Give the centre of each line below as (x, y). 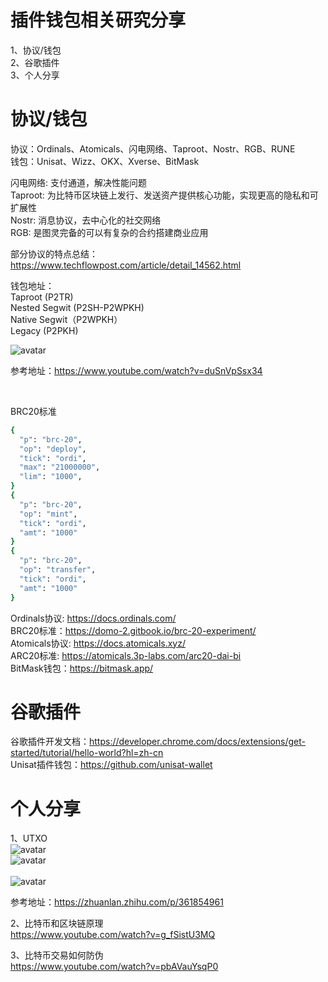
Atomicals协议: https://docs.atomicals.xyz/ (98, 643)
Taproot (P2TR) (42, 297)
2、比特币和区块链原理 (57, 923)
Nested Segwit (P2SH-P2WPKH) (77, 307)
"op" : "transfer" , (58, 570)
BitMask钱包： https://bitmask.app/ (82, 668)
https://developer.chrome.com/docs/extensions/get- (197, 742)
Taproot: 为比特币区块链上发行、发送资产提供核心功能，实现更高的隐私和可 (164, 195)
